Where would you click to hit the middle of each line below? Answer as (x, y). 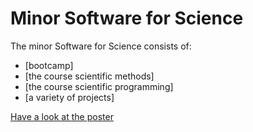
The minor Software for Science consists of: (101, 46)
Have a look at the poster (62, 116)
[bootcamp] (49, 65)
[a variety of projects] (69, 97)
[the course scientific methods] (89, 76)
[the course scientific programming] (99, 86)
